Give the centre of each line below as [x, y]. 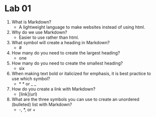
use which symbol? [31, 79]
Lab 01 [18, 8]
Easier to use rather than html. [49, 37]
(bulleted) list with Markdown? [42, 104]
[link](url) [28, 94]
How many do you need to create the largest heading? [66, 53]
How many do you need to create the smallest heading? [67, 63]
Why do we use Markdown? [39, 32]
